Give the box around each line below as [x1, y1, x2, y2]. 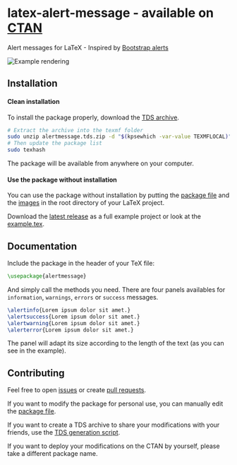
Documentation [7, 240, 78, 252]
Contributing [7, 367, 65, 379]
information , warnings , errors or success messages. [7, 293, 159, 301]
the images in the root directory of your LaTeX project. [7, 199, 164, 207]
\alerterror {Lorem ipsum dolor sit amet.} [7, 326, 134, 334]
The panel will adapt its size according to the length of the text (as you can [7, 339, 224, 348]
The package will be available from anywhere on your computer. [7, 159, 194, 167]
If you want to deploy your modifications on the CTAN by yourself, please [7, 442, 220, 450]
